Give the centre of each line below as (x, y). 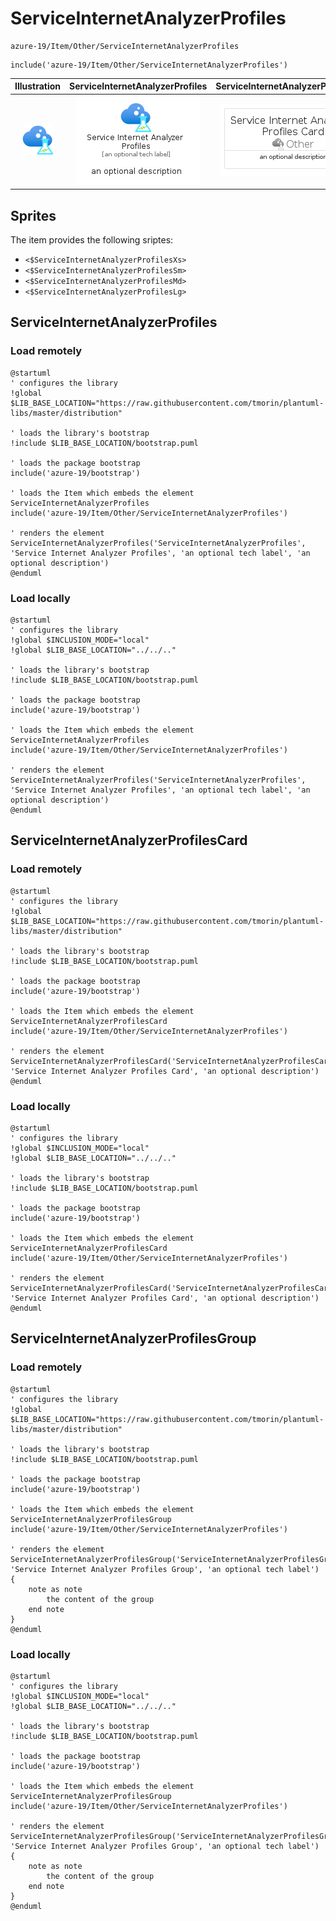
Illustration (38, 86)
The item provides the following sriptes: (92, 240)
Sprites (33, 215)
